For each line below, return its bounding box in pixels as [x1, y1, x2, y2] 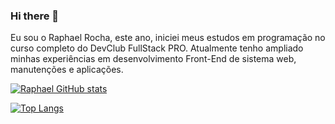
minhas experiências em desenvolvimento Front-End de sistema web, [10, 53, 297, 65]
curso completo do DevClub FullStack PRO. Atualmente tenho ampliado [10, 42, 304, 54]
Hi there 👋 [10, 9, 60, 23]
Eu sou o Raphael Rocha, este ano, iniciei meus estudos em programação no [10, 32, 326, 44]
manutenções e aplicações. [10, 64, 124, 76]
